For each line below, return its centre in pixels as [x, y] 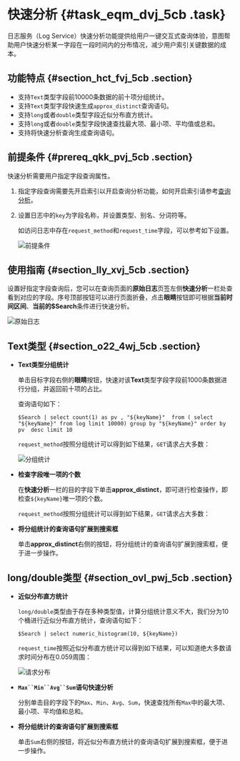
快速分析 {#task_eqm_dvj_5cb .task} [117, 15]
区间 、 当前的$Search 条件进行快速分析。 [73, 306]
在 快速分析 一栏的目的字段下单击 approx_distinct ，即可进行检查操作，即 [123, 490]
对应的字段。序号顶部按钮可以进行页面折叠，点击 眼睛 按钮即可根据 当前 [123, 298]
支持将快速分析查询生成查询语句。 [68, 132]
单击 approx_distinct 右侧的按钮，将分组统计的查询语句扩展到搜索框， [120, 544]
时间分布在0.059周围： [57, 657]
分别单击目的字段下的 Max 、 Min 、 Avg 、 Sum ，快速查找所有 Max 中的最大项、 [123, 702]
